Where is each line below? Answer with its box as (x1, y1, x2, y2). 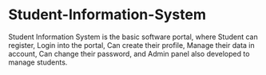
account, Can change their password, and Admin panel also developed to (8, 49, 250, 58)
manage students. (8, 57, 68, 67)
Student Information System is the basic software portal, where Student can (8, 32, 258, 41)
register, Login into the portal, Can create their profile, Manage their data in (8, 40, 256, 49)
